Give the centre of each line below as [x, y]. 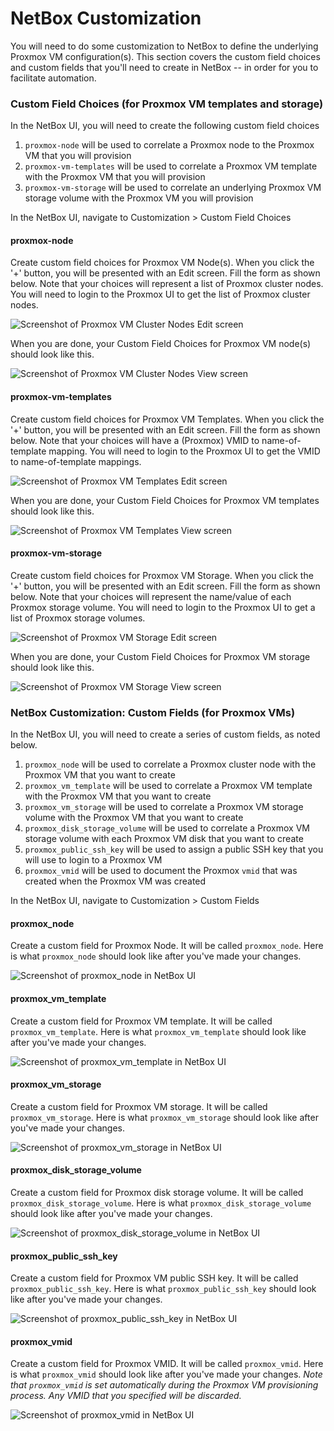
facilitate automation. [53, 78]
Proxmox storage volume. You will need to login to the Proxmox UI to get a [163, 607]
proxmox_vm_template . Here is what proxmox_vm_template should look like [158, 1031]
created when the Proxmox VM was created [115, 881]
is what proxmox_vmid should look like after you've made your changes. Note [166, 1374]
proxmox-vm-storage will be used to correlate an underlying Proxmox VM [173, 188]
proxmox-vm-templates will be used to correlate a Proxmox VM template [171, 166]
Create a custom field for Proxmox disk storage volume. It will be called [157, 1192]
